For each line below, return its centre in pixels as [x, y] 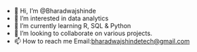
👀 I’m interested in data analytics [61, 18]
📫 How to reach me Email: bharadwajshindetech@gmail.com [102, 41]
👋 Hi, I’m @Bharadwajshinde [55, 11]
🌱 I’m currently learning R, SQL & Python [72, 26]
